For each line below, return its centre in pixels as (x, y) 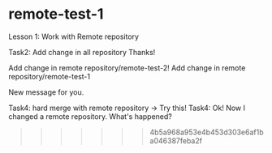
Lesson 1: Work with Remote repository (74, 36)
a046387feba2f (176, 140)
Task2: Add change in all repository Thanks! (82, 52)
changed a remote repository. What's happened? (91, 116)
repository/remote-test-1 (50, 76)
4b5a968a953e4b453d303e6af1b (207, 132)
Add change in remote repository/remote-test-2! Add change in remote (127, 68)
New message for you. (46, 92)
